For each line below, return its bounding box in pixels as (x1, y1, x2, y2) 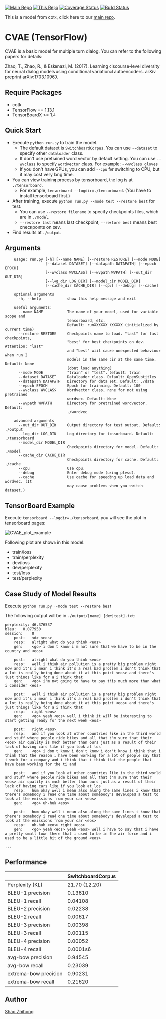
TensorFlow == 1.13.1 (12, 107, 55, 113)
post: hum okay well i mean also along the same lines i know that (14, 809, 161, 814)
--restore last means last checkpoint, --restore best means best (19, 219, 157, 225)
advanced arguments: (14, 418, 56, 423)
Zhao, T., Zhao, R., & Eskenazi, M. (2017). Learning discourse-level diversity (5, 63, 160, 69)
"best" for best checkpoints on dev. (67, 340, 145, 345)
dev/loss (12, 560, 30, 566)
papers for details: (5, 53, 43, 59)
